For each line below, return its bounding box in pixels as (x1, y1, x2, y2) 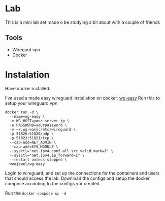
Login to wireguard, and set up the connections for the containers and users (5, 170, 160, 176)
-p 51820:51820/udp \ (9, 131, 54, 136)
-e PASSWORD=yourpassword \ (9, 123, 67, 128)
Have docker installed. (5, 85, 51, 91)
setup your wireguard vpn (5, 100, 58, 106)
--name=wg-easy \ (9, 114, 45, 119)
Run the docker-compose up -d (5, 190, 66, 196)
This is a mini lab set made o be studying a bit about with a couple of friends (5, 19, 160, 25)
